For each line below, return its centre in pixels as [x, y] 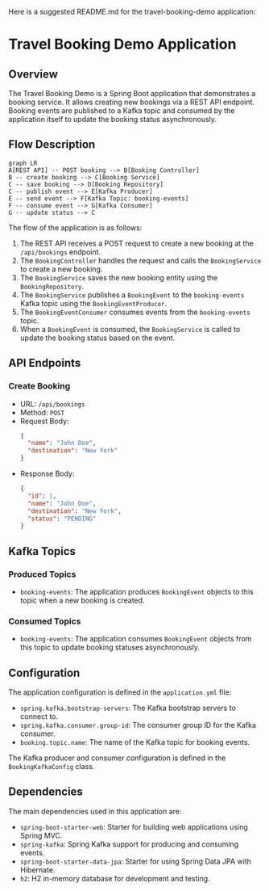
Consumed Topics [45, 621]
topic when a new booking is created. [82, 600]
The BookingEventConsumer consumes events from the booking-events [135, 312]
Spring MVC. [41, 835]
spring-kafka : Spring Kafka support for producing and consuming [129, 844]
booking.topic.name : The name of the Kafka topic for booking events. [135, 742]
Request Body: [44, 421]
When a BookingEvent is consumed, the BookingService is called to [130, 329]
